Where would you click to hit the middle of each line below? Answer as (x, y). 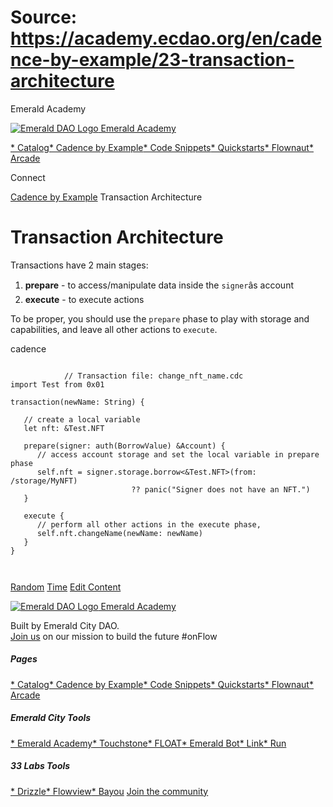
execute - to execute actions (84, 299)
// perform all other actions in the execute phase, (149, 524)
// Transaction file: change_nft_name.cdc (153, 376)
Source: (44, 17)
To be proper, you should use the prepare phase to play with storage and (160, 318)
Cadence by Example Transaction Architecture (106, 197)
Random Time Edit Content (66, 587)
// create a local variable (82, 419)
